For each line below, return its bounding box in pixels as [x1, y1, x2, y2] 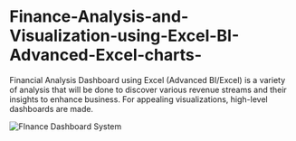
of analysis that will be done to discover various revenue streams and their [9, 84, 287, 95]
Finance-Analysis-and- [9, 6, 189, 27]
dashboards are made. [9, 103, 93, 114]
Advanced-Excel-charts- [9, 45, 202, 65]
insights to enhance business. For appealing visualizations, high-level [9, 93, 269, 105]
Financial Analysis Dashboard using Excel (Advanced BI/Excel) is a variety [9, 74, 286, 85]
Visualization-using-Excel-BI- [9, 25, 240, 46]
